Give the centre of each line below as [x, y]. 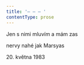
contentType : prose [30, 17]
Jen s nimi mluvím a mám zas [42, 34]
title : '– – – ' [26, 12]
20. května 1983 [26, 57]
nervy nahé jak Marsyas [35, 45]
